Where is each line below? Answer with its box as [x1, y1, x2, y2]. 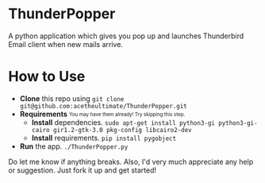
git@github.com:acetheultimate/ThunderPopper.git [19, 102, 188, 110]
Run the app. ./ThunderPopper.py [19, 141, 129, 151]
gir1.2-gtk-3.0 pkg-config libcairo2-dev [52, 126, 192, 134]
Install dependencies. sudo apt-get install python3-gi [31, 117, 216, 127]
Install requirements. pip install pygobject [31, 133, 177, 142]
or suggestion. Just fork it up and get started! [8, 165, 157, 175]
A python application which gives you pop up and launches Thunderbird [8, 31, 244, 41]
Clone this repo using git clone [19, 93, 125, 103]
